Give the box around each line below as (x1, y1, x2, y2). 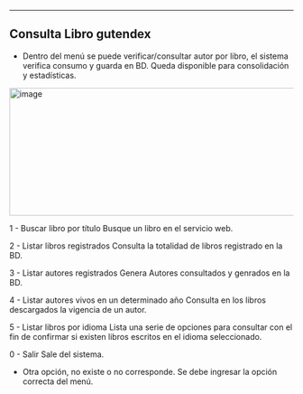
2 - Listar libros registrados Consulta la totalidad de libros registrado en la (9, 240, 283, 251)
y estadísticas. (22, 70, 77, 80)
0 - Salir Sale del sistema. (9, 349, 105, 360)
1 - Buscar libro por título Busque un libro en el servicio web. (9, 222, 234, 233)
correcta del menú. (22, 376, 94, 387)
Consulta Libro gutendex (9, 26, 151, 42)
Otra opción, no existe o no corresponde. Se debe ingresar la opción (22, 366, 278, 377)
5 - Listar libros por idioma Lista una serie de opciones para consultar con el (9, 322, 293, 333)
